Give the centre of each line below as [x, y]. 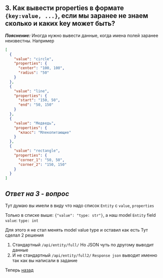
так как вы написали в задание [45, 260]
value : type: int [22, 220]
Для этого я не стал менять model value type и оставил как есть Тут [77, 230]
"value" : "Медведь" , [35, 123]
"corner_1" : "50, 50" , [41, 160]
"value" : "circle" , [34, 59]
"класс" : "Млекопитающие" [44, 132]
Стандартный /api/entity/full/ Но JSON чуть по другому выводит [83, 245]
